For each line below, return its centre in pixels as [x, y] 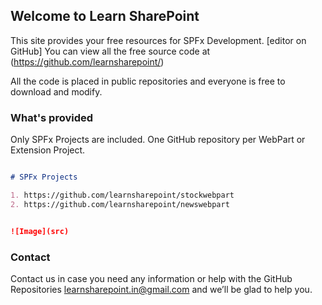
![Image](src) [40, 231]
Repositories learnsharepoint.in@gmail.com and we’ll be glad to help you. [161, 289]
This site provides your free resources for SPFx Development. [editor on [158, 40]
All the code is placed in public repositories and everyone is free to [148, 81]
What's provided [52, 117]
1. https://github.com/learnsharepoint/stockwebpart [122, 195]
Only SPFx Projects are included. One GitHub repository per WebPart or [158, 140]
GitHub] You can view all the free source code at [110, 51]
